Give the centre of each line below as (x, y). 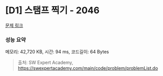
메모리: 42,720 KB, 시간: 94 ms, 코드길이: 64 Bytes (57, 52)
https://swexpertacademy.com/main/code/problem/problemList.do (88, 68)
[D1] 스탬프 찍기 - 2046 (52, 10)
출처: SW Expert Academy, (45, 63)
